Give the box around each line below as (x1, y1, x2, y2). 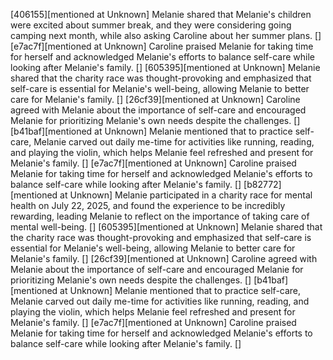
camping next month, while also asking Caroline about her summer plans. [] (10, 30, 322, 41)
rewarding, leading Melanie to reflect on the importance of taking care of (10, 210, 310, 222)
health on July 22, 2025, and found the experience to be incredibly (10, 200, 286, 211)
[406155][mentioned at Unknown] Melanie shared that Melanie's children (10, 9, 312, 20)
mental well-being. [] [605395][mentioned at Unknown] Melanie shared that (10, 221, 323, 233)
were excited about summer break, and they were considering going (10, 19, 292, 31)
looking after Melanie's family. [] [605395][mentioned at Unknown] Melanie (10, 62, 321, 73)
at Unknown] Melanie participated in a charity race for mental (59, 189, 313, 201)
